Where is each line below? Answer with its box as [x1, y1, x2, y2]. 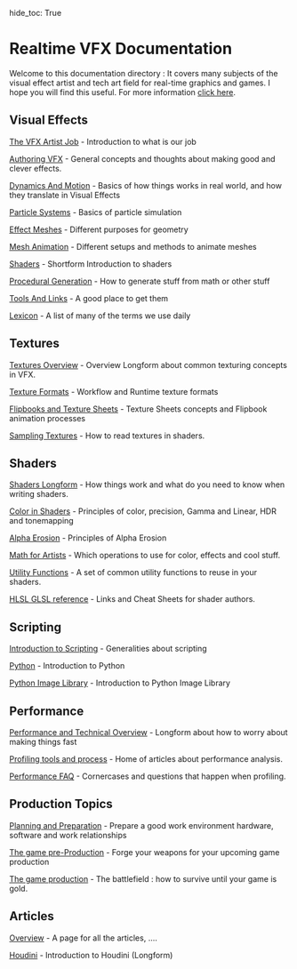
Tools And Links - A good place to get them [9, 292, 169, 303]
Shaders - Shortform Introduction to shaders [9, 258, 173, 269]
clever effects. [9, 163, 62, 173]
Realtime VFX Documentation [9, 39, 233, 59]
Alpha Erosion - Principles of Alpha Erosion [9, 533, 167, 543]
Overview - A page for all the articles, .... [9, 933, 158, 943]
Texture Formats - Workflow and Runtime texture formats [9, 386, 219, 396]
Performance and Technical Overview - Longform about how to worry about [9, 727, 288, 737]
